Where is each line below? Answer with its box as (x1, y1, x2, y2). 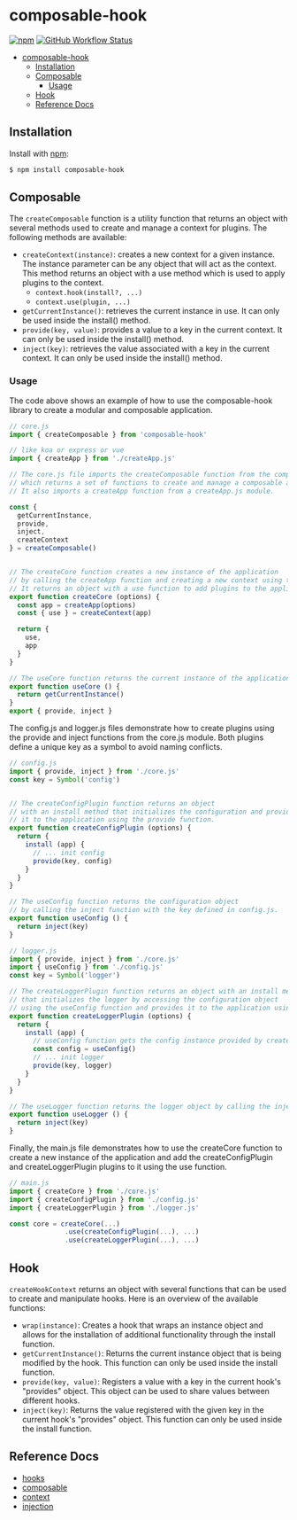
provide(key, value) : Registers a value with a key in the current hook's (21, 1376, 281, 1387)
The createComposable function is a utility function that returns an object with (9, 214, 288, 224)
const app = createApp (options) (17, 600, 137, 610)
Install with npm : (9, 148, 69, 159)
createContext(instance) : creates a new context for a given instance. (21, 249, 276, 260)
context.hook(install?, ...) (34, 289, 143, 298)
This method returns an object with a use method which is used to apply (21, 268, 286, 279)
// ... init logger (32, 1053, 104, 1062)
